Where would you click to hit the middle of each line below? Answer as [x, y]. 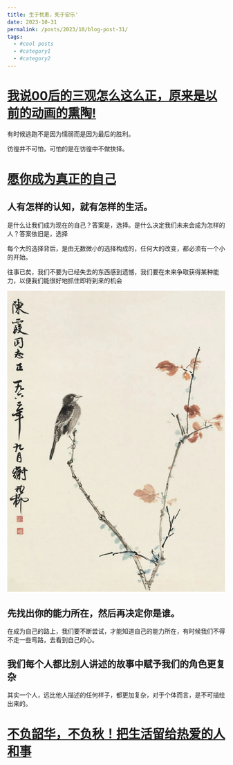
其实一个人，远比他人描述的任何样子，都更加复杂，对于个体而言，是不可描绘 [116, 695]
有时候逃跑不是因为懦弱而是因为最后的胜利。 [71, 134]
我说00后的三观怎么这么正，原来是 [106, 96]
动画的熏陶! [64, 114]
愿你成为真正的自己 [62, 179]
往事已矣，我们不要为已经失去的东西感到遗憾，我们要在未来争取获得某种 [110, 271]
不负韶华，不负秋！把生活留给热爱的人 [116, 734]
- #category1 [32, 51]
